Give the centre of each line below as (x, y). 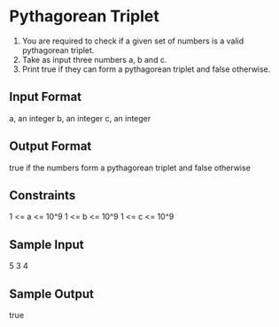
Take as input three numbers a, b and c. (94, 59)
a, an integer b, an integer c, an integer (80, 118)
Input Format (46, 97)
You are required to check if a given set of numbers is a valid (133, 41)
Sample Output (52, 294)
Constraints (43, 195)
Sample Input (46, 244)
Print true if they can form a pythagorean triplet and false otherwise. (146, 69)
